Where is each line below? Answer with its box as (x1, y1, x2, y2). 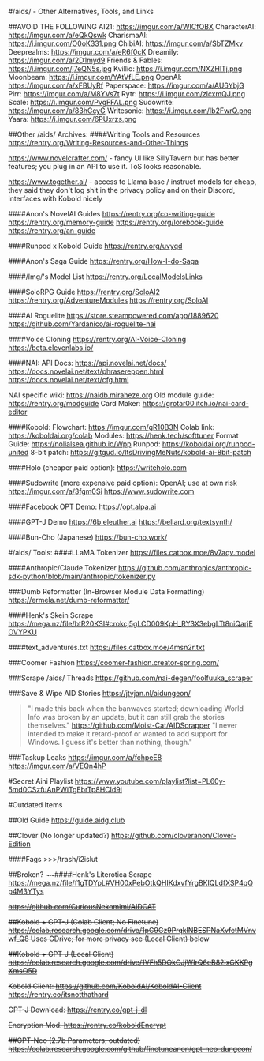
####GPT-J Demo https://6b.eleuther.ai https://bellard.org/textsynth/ (8, 517, 232, 526)
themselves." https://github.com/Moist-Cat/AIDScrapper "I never (27, 721, 238, 730)
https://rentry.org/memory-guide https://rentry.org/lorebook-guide (8, 217, 224, 227)
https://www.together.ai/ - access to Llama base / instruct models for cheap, (8, 177, 257, 186)
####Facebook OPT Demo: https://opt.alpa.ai (8, 502, 157, 511)
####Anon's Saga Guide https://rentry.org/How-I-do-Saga (8, 257, 199, 265)
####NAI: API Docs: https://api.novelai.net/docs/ (8, 359, 167, 367)
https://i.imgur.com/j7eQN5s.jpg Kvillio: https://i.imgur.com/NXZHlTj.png (8, 64, 243, 73)
